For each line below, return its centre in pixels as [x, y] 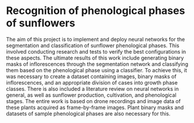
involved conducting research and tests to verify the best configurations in [96, 51]
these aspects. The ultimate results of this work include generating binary [95, 58]
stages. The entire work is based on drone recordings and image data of [93, 101]
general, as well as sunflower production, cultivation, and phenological [91, 95]
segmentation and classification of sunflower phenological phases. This [93, 45]
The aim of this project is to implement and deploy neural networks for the [96, 39]
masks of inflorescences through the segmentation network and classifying [97, 64]
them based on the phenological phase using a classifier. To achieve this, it [97, 70]
